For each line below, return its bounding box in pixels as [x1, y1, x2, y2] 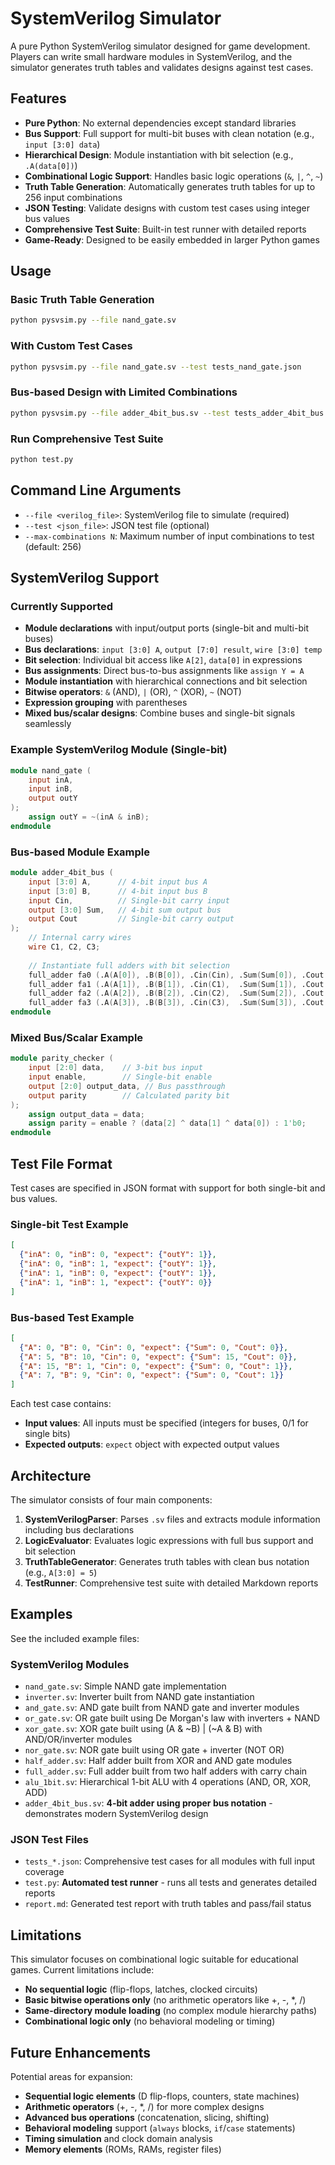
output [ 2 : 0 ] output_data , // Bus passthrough [28, 1081, 226, 1091]
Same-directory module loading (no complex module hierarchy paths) [24, 2005, 318, 2017]
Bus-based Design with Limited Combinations [10, 385, 238, 399]
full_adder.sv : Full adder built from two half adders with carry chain [24, 1765, 308, 1777]
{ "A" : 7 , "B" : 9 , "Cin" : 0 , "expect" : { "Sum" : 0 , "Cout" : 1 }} [19, 1370, 285, 1381]
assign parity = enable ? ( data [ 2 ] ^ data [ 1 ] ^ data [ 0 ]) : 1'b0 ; [28, 1118, 307, 1129]
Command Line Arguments [10, 482, 182, 499]
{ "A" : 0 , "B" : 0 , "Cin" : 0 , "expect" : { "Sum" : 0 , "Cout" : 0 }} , [19, 1342, 289, 1352]
